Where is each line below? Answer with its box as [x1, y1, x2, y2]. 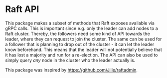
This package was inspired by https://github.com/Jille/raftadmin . [5, 66, 138, 73]
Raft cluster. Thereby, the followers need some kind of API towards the [5, 30, 151, 36]
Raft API [5, 3, 39, 15]
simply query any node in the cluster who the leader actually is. [5, 57, 136, 63]
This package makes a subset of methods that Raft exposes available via [5, 20, 155, 26]
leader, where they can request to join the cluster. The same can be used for [5, 36, 162, 42]
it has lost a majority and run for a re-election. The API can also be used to [5, 51, 158, 58]
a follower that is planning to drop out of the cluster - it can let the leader [5, 41, 155, 47]
